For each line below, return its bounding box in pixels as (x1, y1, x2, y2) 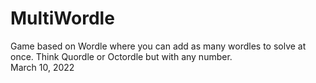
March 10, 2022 (10, 61, 75, 73)
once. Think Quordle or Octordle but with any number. (10, 50, 233, 62)
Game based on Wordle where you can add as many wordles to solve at (10, 40, 307, 52)
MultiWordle (10, 7, 115, 30)
